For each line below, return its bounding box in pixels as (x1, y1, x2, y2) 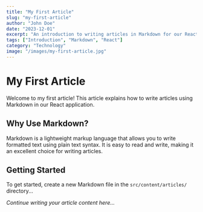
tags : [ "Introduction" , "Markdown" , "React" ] (6, 37, 123, 43)
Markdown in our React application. (6, 101, 95, 108)
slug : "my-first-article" (6, 15, 71, 21)
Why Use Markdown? (6, 119, 89, 129)
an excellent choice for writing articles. (6, 147, 103, 154)
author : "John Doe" (6, 20, 56, 26)
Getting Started (6, 165, 66, 175)
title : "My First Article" (6, 8, 74, 15)
